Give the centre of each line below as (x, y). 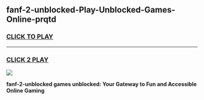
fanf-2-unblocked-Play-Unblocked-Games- (91, 10)
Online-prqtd (31, 20)
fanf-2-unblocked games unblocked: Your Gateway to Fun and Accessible (102, 84)
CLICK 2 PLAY (27, 59)
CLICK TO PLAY (30, 37)
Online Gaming (25, 90)
